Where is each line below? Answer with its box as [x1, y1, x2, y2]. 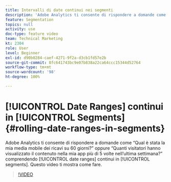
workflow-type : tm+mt [5, 65, 52, 70]
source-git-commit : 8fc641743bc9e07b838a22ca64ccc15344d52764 [5, 60, 141, 65]
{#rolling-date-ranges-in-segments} [5, 123, 165, 134]
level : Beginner [5, 50, 40, 55]
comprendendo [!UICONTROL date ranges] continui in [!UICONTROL [5, 156, 150, 162]
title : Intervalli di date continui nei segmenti [5, 7, 114, 13]
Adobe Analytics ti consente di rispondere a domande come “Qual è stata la [5, 139, 165, 146]
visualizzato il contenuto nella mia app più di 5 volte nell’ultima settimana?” [5, 150, 163, 156]
